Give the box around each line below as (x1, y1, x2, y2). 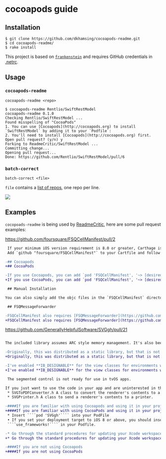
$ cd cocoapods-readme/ (5, 41, 54, 46)
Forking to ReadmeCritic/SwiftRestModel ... (5, 141, 98, 147)
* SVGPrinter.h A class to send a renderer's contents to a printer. (7, 395, 154, 400)
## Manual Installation (7, 286, 56, 292)
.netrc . (5, 59, 19, 65)
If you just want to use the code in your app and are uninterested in (5, 385, 156, 391)
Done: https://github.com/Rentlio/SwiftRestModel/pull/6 (5, 154, 125, 159)
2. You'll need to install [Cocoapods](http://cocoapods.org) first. (5, 133, 152, 138)
